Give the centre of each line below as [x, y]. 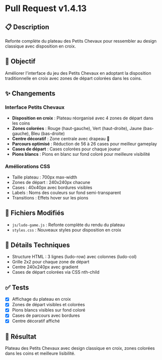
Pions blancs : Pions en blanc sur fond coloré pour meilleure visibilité [81, 154]
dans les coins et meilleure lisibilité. [40, 353]
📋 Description [27, 27]
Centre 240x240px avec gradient [45, 267]
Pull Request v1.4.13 [46, 8]
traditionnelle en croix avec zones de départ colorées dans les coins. [74, 78]
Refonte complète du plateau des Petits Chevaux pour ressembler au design [81, 41]
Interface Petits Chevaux [35, 107]
